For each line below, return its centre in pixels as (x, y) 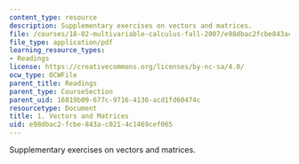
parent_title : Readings (53, 83)
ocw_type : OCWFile (43, 75)
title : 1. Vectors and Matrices (69, 116)
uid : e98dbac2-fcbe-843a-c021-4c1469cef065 (91, 125)
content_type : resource (53, 17)
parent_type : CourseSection (61, 91)
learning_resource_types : (57, 51)
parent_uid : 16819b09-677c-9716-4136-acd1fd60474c (105, 100)
